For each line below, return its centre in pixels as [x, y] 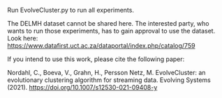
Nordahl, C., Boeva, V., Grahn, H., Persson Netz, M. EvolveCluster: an [106, 73]
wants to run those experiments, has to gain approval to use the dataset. [111, 31]
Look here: [23, 38]
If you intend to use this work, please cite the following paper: [96, 59]
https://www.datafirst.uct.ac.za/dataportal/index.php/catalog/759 [101, 46]
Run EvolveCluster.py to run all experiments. [71, 10]
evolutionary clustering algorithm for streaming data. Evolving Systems [109, 80]
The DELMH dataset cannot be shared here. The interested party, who [108, 23]
